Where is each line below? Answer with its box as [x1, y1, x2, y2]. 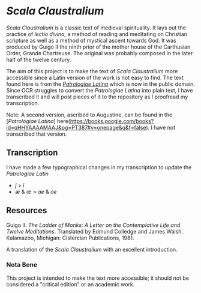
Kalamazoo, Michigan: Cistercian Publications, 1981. [6, 234, 134, 241]
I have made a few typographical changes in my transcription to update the [6, 163, 192, 171]
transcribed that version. [6, 130, 67, 137]
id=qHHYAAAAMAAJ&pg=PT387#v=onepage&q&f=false [6, 124, 146, 131]
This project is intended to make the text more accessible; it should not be [6, 274, 189, 282]
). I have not [146, 124, 176, 131]
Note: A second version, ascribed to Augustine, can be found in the [6, 111, 173, 118]
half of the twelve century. [6, 56, 71, 63]
